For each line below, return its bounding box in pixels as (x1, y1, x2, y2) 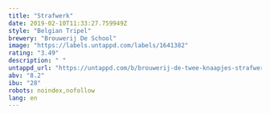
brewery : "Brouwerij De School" (8, 34, 117, 43)
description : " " (8, 57, 67, 65)
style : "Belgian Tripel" (8, 26, 92, 35)
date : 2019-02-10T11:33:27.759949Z (8, 19, 128, 27)
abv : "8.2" (8, 71, 45, 79)
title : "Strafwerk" (8, 11, 74, 20)
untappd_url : (8, 64, 52, 72)
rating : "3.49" (8, 49, 59, 57)
